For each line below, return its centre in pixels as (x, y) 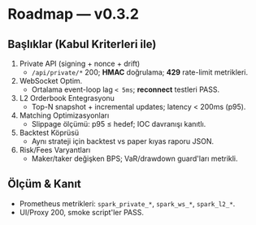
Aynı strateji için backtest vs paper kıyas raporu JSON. (123, 141)
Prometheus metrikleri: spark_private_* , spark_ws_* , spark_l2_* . (127, 203)
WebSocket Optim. (51, 81)
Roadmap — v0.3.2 (74, 14)
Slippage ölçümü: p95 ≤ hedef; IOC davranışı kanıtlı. (119, 124)
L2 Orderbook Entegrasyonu (67, 98)
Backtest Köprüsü (49, 132)
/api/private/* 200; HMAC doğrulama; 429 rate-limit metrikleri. (140, 72)
